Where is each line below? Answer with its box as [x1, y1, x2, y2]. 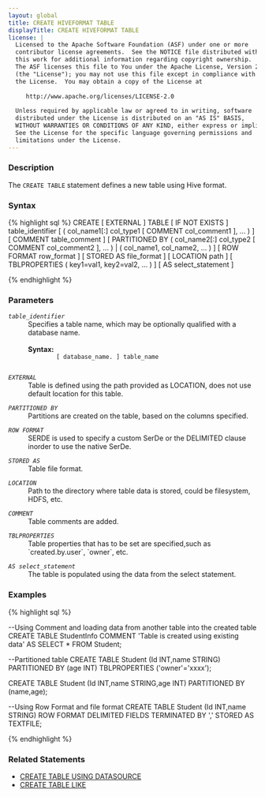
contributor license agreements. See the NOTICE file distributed [15, 48, 242, 56]
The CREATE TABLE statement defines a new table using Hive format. [8, 180, 227, 189]
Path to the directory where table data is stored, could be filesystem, [28, 486, 251, 496]
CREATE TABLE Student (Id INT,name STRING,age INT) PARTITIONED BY [8, 678, 245, 687]
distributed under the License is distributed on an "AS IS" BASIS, [15, 114, 245, 122]
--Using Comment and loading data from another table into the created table [8, 623, 257, 632]
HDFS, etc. [28, 495, 63, 504]
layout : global [8, 11, 58, 20]
